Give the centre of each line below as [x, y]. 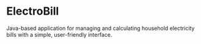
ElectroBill [33, 11]
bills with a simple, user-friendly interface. [59, 34]
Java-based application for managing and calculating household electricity [100, 28]
